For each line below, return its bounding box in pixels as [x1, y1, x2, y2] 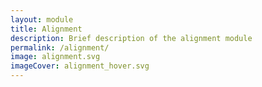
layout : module [10, 14, 74, 25]
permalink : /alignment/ [10, 42, 110, 53]
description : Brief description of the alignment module [10, 33, 253, 43]
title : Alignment [10, 24, 83, 34]
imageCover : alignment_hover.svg [10, 61, 150, 71]
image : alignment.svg [10, 52, 101, 62]
